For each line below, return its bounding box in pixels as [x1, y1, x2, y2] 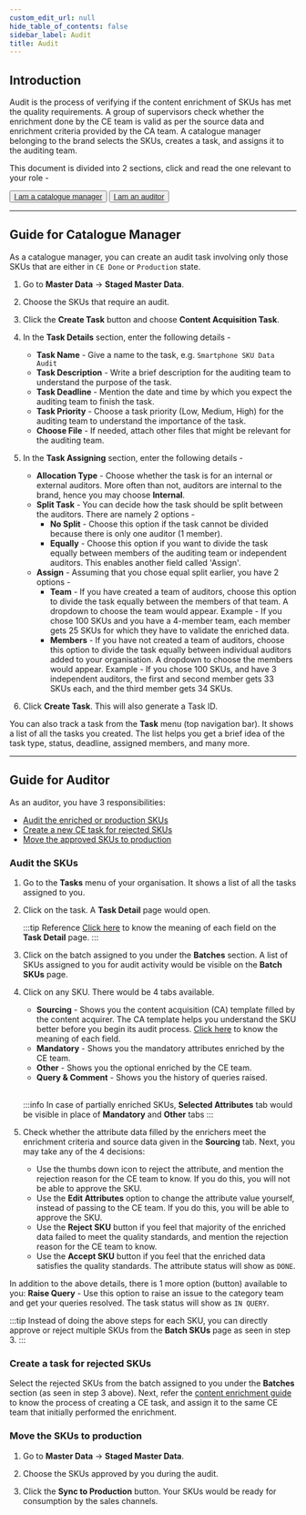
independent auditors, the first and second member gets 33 [49, 673, 275, 684]
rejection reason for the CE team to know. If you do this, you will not [36, 1172, 291, 1184]
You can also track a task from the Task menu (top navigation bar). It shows [9, 718, 294, 729]
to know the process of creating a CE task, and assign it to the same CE [9, 1397, 278, 1408]
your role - [9, 172, 49, 183]
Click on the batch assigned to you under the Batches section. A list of [22, 949, 289, 960]
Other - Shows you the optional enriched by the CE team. [36, 1062, 252, 1073]
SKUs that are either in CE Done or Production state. [9, 261, 201, 271]
